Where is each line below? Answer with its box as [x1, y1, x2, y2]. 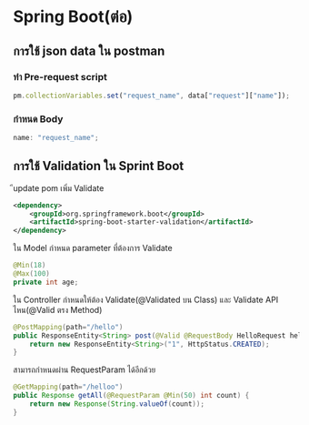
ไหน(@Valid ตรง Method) [13, 304, 103, 315]
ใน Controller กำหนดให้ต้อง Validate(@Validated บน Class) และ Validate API [13, 294, 279, 305]
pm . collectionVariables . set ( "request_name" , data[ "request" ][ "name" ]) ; [13, 91, 290, 100]
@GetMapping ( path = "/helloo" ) [13, 382, 124, 392]
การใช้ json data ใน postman [13, 43, 165, 58]
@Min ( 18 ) [13, 261, 46, 270]
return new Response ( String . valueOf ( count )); [29, 400, 205, 409]
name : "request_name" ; [13, 134, 99, 143]
